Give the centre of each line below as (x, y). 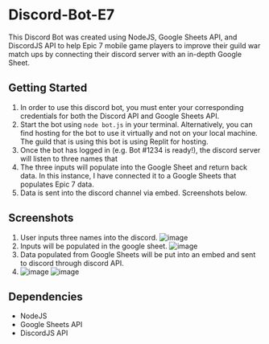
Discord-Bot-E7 (62, 15)
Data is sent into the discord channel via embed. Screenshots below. (134, 192)
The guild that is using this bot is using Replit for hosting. (114, 141)
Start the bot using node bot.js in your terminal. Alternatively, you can (136, 124)
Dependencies (46, 296)
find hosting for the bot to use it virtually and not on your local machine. (139, 133)
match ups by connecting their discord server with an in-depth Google (125, 54)
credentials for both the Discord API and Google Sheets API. (120, 116)
